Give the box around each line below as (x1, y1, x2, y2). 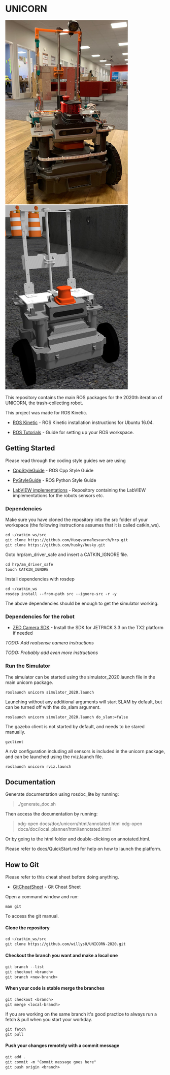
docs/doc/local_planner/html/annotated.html (17, 826, 111, 832)
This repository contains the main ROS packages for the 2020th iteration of (5, 394, 163, 400)
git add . (5, 1055, 26, 1060)
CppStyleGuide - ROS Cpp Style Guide (12, 467, 94, 473)
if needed (12, 630, 33, 636)
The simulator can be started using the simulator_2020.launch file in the (5, 674, 156, 680)
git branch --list (5, 964, 44, 969)
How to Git (5, 860, 39, 869)
